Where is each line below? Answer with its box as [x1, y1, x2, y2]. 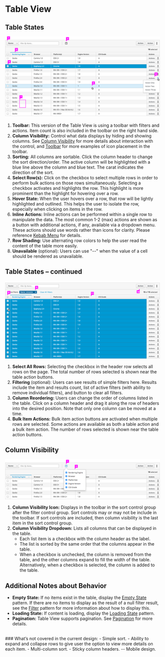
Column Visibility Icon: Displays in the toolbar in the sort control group [12, 504, 156, 511]
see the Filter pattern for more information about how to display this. [12, 605, 151, 611]
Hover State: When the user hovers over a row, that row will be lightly [12, 196, 153, 202]
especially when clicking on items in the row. [12, 206, 103, 212]
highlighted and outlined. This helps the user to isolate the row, [12, 201, 139, 207]
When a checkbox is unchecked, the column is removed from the [19, 552, 151, 557]
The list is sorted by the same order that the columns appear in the [19, 541, 155, 547]
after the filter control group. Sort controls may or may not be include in [12, 510, 157, 516]
